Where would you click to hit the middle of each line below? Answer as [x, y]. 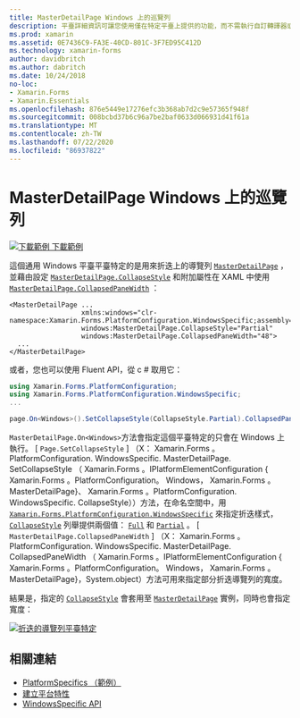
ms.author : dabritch [48, 68]
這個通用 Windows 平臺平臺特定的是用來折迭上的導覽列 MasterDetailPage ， [149, 266]
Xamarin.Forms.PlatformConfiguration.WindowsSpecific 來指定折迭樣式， [144, 514]
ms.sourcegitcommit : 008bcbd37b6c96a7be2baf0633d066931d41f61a [129, 117]
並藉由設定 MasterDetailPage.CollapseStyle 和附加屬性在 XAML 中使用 [140, 276]
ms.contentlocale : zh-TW [55, 134]
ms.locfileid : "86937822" [57, 150]
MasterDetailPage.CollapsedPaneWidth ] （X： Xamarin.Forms [122, 536]
